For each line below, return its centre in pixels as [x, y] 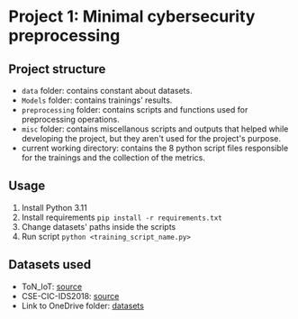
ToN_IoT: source [52, 287]
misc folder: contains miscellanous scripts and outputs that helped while [155, 129]
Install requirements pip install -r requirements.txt [122, 217]
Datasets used [50, 264]
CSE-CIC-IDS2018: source [70, 296]
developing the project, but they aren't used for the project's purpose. [151, 138]
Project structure [57, 69]
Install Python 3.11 [54, 207]
